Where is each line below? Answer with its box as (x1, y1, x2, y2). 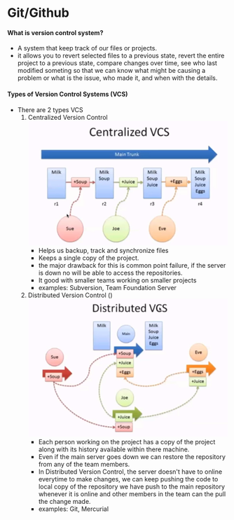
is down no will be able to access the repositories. (38, 268, 183, 278)
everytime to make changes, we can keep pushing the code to (38, 475, 219, 484)
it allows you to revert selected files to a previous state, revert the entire (17, 51, 225, 60)
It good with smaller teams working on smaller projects (38, 276, 197, 285)
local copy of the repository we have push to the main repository (38, 482, 226, 491)
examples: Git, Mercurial (38, 505, 109, 513)
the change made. (38, 498, 91, 506)
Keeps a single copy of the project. (38, 254, 139, 262)
